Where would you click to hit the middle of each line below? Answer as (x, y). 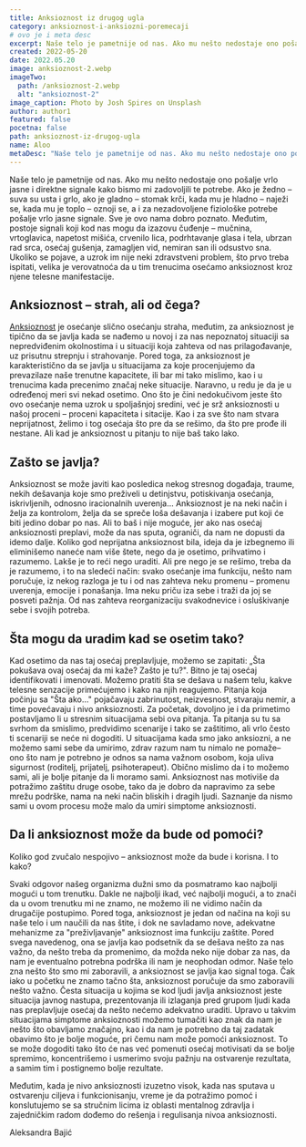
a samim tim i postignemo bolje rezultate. (87, 1068)
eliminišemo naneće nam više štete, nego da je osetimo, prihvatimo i (138, 552)
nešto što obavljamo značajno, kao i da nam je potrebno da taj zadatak (142, 1029)
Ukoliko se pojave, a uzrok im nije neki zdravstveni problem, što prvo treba (149, 257)
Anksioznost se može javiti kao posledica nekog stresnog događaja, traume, (152, 484)
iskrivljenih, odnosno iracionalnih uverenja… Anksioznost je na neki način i (148, 503)
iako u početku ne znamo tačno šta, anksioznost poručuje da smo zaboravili (152, 980)
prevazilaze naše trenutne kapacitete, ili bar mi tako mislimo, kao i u (136, 376)
